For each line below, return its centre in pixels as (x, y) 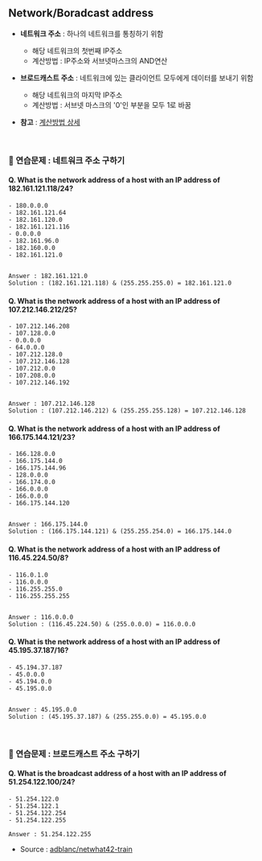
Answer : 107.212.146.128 (51, 404)
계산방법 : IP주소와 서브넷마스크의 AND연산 (100, 60)
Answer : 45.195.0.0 (43, 709)
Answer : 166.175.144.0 (48, 525)
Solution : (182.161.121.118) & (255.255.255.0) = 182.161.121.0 (120, 283)
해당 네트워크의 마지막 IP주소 (77, 95)
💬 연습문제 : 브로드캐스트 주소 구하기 (74, 753)
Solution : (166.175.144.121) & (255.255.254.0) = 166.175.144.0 (120, 531)
